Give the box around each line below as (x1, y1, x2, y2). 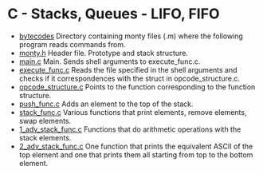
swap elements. (18, 116, 72, 125)
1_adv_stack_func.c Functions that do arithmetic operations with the (18, 125, 241, 134)
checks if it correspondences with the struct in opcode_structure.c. (18, 73, 241, 83)
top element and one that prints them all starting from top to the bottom (18, 149, 253, 160)
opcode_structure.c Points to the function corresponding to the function (18, 81, 256, 92)
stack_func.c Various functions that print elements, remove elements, (18, 107, 247, 117)
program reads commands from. (18, 39, 126, 49)
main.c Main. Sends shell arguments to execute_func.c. (18, 57, 201, 66)
